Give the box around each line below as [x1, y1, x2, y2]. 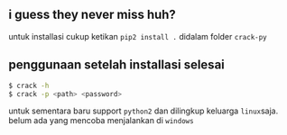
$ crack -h [8, 81, 50, 90]
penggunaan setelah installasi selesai [8, 58, 225, 73]
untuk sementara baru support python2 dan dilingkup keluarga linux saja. [8, 105, 279, 116]
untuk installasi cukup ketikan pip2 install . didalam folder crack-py [8, 31, 267, 41]
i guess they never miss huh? [8, 7, 177, 22]
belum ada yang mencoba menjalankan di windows [8, 115, 195, 126]
